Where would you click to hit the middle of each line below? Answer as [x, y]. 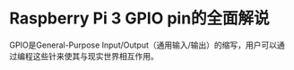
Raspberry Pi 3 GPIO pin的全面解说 [140, 18]
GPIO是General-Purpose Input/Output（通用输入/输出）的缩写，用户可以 [143, 45]
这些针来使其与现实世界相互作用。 [95, 56]
